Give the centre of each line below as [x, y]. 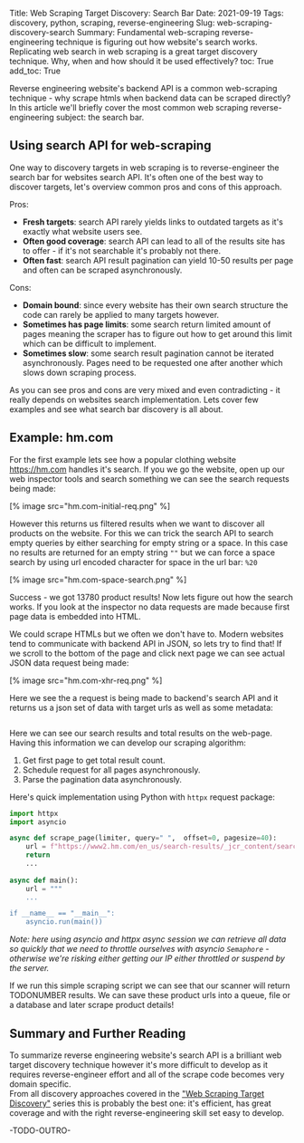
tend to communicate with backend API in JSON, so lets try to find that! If [146, 643]
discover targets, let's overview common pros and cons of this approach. [146, 187]
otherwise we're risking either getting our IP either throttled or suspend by [147, 958]
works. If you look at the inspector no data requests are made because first [150, 607]
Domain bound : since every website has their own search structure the [155, 305]
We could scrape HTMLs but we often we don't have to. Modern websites [147, 634]
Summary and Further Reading [98, 1033]
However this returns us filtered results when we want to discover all [137, 523]
